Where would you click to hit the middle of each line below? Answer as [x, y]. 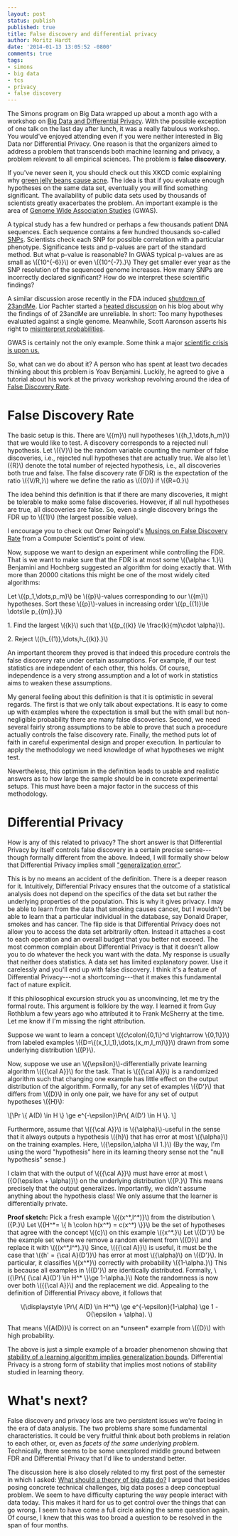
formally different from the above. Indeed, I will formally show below [129, 857]
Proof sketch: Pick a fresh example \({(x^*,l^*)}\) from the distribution [109, 1217]
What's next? [48, 1401]
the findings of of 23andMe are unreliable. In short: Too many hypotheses [115, 314]
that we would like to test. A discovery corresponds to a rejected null [108, 443]
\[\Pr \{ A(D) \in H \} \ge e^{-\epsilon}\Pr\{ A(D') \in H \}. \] [92, 1115]
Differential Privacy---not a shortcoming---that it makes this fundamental [114, 977]
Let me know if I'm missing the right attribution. [76, 1021]
